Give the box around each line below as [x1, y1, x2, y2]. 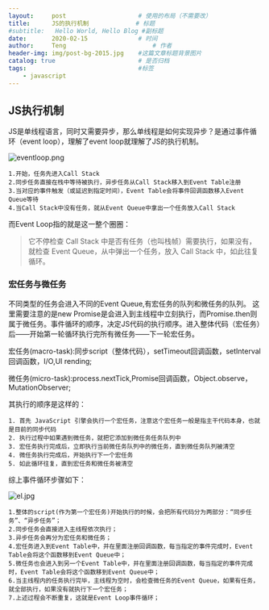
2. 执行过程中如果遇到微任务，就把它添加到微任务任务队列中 [8, 433, 181, 442]
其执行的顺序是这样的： [8, 399, 86, 408]
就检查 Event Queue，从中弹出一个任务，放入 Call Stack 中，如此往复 [27, 247, 259, 257]
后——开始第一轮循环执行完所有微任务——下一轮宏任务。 [8, 328, 199, 339]
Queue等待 [8, 195, 39, 204]
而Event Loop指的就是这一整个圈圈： [8, 219, 131, 229]
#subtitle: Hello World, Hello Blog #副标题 [8, 27, 163, 35]
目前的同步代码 [14, 425, 57, 433]
